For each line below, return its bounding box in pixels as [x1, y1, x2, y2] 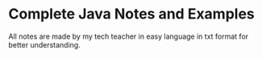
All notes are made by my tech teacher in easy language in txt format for [8, 31, 249, 41]
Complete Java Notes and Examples [8, 5, 256, 23]
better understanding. [8, 39, 81, 49]
